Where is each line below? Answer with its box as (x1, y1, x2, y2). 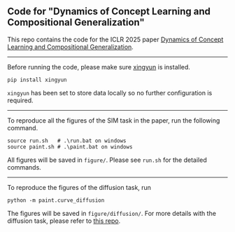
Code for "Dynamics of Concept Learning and (7, 6, 211, 18)
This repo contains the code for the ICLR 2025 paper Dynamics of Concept (7, 35, 224, 43)
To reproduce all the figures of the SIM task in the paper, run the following (7, 116, 220, 125)
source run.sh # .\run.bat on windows (7, 137, 127, 144)
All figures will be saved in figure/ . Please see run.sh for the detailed (7, 156, 208, 164)
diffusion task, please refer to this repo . (7, 217, 121, 225)
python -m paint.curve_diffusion (7, 196, 105, 204)
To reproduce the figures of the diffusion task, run (7, 183, 152, 191)
